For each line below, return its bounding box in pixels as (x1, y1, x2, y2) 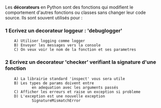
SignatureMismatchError (31, 98, 81, 103)
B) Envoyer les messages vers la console (14, 43, 101, 48)
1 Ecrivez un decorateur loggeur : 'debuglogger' (5, 27, 123, 34)
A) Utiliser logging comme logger (14, 38, 85, 44)
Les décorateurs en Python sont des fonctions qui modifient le (5, 4, 134, 10)
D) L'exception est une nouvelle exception (14, 94, 106, 99)
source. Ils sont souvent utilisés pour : (5, 15, 83, 20)
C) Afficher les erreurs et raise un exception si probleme (14, 89, 141, 94)
